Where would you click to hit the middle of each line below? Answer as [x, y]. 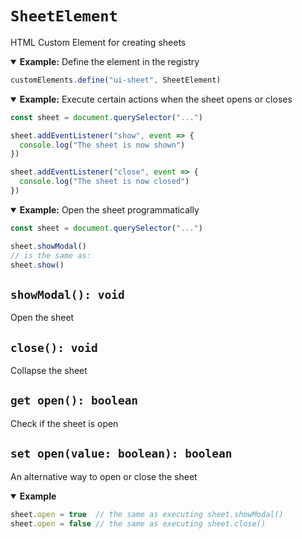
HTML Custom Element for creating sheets [98, 42]
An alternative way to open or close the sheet [104, 476]
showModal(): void [67, 294]
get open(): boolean [74, 400]
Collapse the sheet [49, 371]
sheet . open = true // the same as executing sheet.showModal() [147, 514]
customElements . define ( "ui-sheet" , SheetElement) [116, 80]
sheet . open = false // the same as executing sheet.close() [138, 523]
